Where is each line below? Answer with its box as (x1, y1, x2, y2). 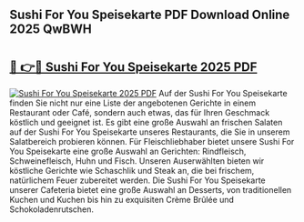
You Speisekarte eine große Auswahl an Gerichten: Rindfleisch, (9, 146, 247, 156)
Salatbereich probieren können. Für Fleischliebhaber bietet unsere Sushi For (9, 136, 295, 146)
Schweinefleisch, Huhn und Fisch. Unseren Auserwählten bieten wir (9, 156, 265, 166)
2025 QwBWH (9, 22, 93, 37)
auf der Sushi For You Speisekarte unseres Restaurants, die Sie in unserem (9, 126, 290, 137)
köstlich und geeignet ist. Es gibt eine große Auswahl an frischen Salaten (9, 117, 283, 127)
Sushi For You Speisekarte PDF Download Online (9, 7, 290, 23)
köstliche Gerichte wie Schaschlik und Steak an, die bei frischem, (9, 166, 255, 176)
